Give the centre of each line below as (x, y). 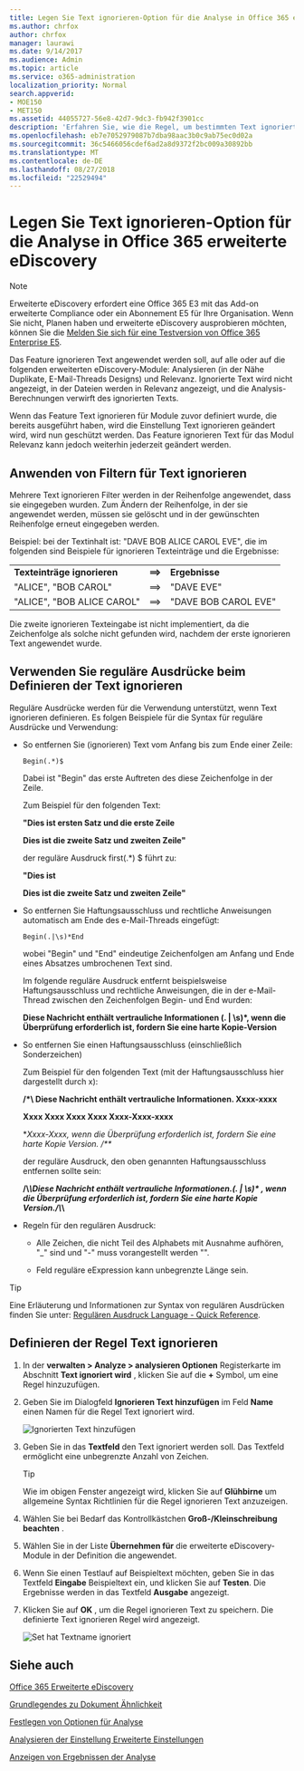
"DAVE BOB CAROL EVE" (223, 602)
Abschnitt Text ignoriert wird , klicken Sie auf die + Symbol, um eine (150, 1374)
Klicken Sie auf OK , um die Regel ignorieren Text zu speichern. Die (148, 1610)
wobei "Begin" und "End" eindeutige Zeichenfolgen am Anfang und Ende (158, 953)
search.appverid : (42, 93)
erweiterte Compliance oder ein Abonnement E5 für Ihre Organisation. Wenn (152, 313)
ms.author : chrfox (44, 26)
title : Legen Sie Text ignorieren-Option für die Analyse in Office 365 (149, 18)
